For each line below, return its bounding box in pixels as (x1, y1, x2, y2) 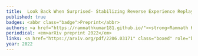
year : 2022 (6, 41, 33, 47)
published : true (6, 14, 46, 20)
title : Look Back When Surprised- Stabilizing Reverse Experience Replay (6, 8, 194, 15)
